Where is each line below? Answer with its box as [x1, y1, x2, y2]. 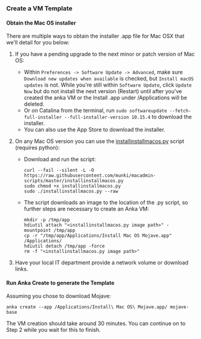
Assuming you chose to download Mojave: [6, 293, 111, 300]
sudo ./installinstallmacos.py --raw [23, 188, 119, 195]
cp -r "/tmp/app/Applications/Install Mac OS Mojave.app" [23, 233, 172, 239]
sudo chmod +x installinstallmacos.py [23, 183, 121, 189]
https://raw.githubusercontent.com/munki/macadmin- [23, 173, 156, 179]
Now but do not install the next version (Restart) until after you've [23, 88, 182, 95]
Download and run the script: [23, 156, 96, 163]
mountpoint [23, 227, 52, 234]
